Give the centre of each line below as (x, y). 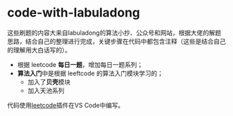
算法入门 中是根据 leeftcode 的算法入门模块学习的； (90, 73)
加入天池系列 (46, 90)
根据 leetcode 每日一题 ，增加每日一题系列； (80, 64)
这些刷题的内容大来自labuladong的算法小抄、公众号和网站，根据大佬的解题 (114, 32)
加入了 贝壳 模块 (49, 81)
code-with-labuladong (74, 13)
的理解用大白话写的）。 (39, 50)
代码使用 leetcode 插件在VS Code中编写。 (66, 105)
